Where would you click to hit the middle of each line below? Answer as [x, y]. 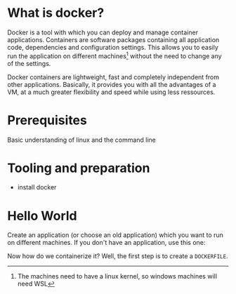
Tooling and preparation [79, 168]
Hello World [42, 216]
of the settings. [29, 63]
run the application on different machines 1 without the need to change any [115, 55]
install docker [37, 187]
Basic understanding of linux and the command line [82, 140]
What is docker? [56, 13]
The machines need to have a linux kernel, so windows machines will [117, 276]
